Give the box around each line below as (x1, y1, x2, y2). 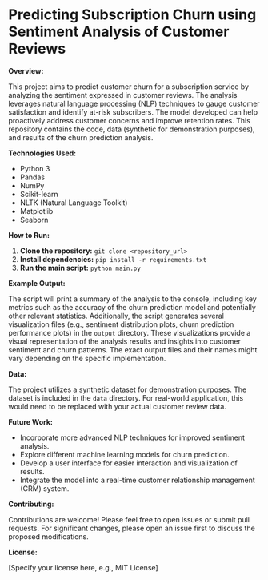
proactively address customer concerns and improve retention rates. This (8, 115, 250, 125)
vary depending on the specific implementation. (8, 353, 166, 363)
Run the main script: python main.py (19, 263, 142, 272)
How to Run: (8, 230, 50, 240)
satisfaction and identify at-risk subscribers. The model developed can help (8, 107, 258, 117)
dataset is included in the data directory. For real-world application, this (8, 393, 244, 402)
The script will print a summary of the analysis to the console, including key (8, 294, 258, 304)
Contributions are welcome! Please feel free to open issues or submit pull (8, 514, 250, 524)
